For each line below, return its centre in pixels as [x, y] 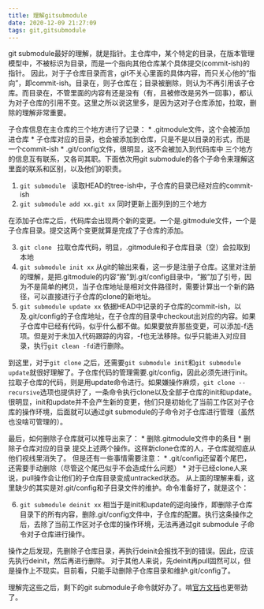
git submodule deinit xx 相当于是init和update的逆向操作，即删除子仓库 [136, 505]
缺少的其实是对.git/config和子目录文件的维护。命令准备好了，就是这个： [132, 488]
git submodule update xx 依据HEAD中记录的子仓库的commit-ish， [127, 306]
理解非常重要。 [46, 113]
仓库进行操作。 [65, 534]
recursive [24, 393]
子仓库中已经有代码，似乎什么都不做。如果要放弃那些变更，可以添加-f [133, 326]
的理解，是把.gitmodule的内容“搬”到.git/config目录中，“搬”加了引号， [132, 277]
